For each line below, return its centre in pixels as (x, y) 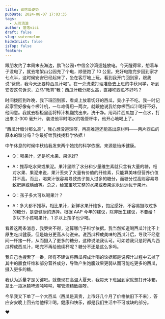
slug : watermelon (23, 37)
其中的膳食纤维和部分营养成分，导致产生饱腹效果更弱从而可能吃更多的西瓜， (82, 263)
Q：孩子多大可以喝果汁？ (38, 195)
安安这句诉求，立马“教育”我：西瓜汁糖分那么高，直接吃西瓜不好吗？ (74, 90)
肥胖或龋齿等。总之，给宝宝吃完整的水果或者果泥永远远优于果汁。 (83, 185)
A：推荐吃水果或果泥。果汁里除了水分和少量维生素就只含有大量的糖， (82, 166)
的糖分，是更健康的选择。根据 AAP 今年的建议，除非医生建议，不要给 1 (84, 212)
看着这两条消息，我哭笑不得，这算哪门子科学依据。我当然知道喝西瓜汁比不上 (82, 228)
